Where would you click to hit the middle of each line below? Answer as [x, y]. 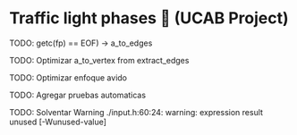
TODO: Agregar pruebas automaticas [77, 95]
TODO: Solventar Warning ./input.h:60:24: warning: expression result [136, 112]
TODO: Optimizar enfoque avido [68, 77]
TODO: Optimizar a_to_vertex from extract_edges [99, 60]
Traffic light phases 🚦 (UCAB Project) [149, 18]
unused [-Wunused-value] [58, 122]
